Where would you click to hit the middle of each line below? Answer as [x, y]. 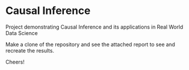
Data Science [22, 33]
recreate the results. [30, 50]
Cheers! [15, 62]
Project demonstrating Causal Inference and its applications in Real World [94, 27]
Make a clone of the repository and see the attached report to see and [90, 44]
